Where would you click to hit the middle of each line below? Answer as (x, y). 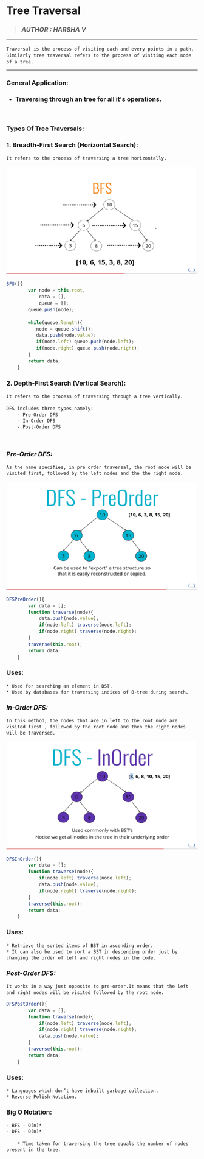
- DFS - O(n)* (24, 1132)
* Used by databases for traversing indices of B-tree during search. (97, 692)
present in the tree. (34, 1150)
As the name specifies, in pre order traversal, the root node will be (99, 467)
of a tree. (20, 62)
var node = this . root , (57, 291)
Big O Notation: (29, 1112)
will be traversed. (31, 733)
